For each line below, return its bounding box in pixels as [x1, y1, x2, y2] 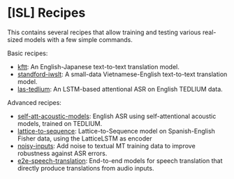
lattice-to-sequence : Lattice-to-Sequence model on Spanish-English [17, 127, 215, 135]
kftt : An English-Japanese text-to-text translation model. [17, 62, 180, 71]
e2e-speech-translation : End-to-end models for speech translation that [17, 156, 223, 165]
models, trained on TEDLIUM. [17, 119, 103, 127]
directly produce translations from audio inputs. [17, 164, 154, 172]
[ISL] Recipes [7, 5, 86, 21]
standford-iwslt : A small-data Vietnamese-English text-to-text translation [17, 70, 228, 78]
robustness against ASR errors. [17, 149, 108, 157]
